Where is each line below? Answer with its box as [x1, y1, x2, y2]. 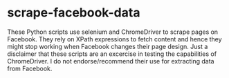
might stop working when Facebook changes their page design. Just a [7, 42, 208, 50]
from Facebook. [7, 64, 53, 72]
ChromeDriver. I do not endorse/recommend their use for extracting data [7, 57, 214, 65]
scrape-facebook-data [7, 5, 140, 21]
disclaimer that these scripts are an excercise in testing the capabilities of [7, 50, 217, 58]
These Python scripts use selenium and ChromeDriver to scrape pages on [7, 28, 219, 36]
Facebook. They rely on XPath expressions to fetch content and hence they [7, 35, 223, 43]
